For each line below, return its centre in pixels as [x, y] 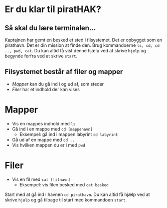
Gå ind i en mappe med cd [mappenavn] [52, 129]
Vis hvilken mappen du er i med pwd [49, 145]
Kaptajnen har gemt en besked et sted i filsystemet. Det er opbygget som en [83, 40]
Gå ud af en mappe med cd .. [43, 140]
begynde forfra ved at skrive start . [41, 56]
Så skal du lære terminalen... [50, 28]
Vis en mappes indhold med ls [44, 123]
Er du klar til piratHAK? [53, 9]
